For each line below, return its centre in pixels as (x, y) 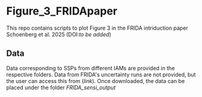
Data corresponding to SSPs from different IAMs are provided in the (91, 68)
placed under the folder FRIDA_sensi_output (61, 87)
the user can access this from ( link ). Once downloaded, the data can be (96, 81)
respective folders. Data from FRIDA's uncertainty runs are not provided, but (101, 75)
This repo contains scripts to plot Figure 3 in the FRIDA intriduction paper (97, 28)
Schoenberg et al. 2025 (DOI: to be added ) (59, 34)
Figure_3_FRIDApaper (62, 11)
